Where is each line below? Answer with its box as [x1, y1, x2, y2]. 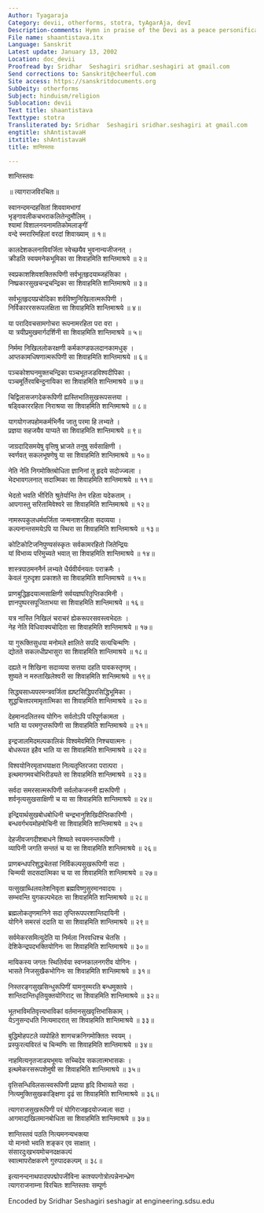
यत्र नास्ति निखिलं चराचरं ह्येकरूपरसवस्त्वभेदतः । [8, 614, 129, 623]
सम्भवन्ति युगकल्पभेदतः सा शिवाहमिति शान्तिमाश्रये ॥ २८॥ [8, 893, 148, 902]
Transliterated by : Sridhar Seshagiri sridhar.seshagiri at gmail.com [8, 121, 247, 129]
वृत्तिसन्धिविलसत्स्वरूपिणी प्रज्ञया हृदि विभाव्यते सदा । [8, 1080, 135, 1090]
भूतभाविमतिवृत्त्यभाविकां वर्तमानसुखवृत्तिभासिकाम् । [8, 1007, 130, 1016]
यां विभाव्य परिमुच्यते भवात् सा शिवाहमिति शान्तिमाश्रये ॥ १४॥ [8, 549, 156, 558]
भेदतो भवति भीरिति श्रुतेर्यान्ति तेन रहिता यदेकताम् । [8, 491, 132, 500]
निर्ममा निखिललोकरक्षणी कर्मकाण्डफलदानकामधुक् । [8, 344, 134, 353]
